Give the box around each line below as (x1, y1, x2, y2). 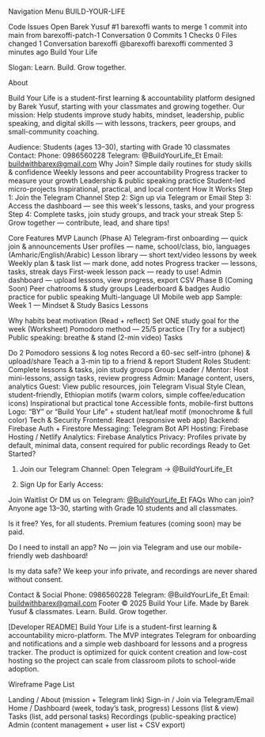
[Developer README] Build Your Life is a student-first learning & (8, 622, 218, 632)
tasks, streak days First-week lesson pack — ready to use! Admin (8, 267, 221, 276)
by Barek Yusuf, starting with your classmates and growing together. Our (8, 102, 245, 111)
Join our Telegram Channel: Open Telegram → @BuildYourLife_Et (19, 465, 233, 473)
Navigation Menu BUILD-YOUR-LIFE (8, 7, 126, 16)
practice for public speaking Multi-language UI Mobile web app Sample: (8, 292, 243, 302)
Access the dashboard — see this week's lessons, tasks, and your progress (8, 201, 255, 211)
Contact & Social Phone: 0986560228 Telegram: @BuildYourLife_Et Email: (8, 590, 250, 599)
